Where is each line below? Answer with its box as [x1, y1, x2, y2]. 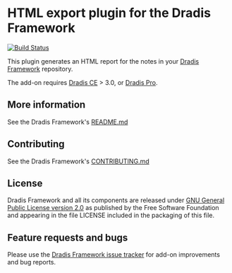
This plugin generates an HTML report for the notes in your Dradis [7, 57, 200, 65]
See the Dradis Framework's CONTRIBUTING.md [7, 157, 149, 165]
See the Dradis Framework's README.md [7, 117, 128, 126]
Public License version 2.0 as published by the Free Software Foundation [7, 204, 220, 212]
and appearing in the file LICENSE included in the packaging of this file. [7, 211, 215, 220]
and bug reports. [7, 258, 56, 267]
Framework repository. [7, 64, 73, 73]
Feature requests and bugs [7, 231, 128, 243]
